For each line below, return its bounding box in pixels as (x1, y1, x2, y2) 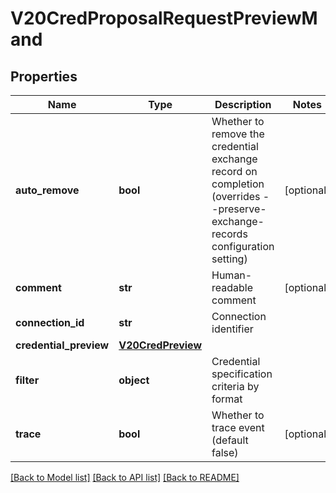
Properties (10, 68, 78, 85)
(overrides (211, 190, 261, 203)
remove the (211, 127, 265, 141)
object (118, 373, 150, 387)
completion (211, 177, 265, 191)
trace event (211, 421, 265, 434)
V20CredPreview (118, 338, 203, 352)
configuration (211, 240, 275, 253)
